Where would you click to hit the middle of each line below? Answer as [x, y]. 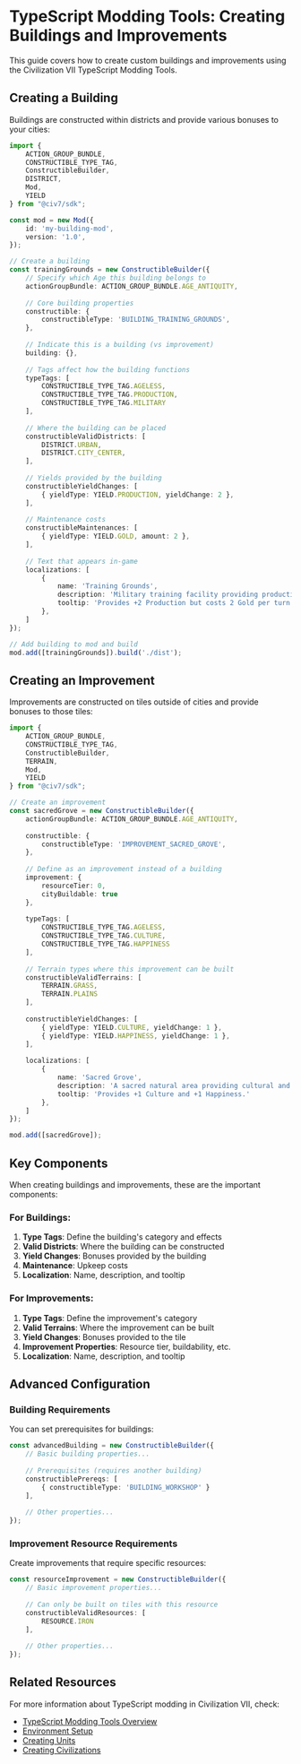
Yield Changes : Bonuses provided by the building [114, 1256]
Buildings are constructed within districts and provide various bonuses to [144, 119]
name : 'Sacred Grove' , [99, 1077]
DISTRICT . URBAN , [72, 445]
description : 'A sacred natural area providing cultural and [174, 1085]
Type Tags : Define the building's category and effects [122, 1237]
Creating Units [49, 1740]
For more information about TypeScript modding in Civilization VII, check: [145, 1704]
